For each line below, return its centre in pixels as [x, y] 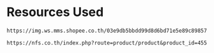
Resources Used [55, 12]
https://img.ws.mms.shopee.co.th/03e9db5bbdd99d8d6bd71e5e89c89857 [107, 31]
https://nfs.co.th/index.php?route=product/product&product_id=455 [107, 43]
